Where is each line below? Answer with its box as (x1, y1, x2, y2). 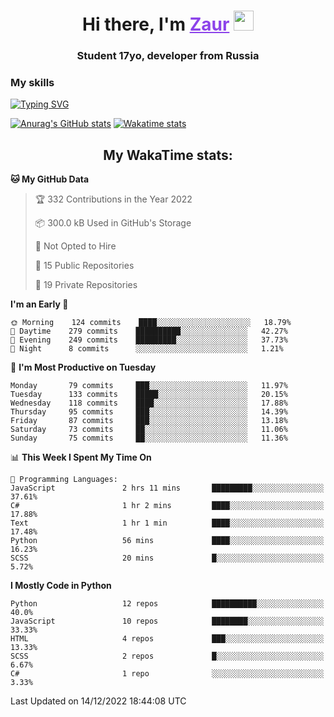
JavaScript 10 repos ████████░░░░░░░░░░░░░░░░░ (10, 616, 325, 627)
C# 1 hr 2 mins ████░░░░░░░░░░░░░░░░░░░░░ (10, 501, 325, 511)
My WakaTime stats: (103, 146, 233, 164)
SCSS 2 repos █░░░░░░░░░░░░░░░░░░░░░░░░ (10, 651, 325, 662)
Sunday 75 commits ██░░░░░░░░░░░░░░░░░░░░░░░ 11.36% (10, 433, 288, 444)
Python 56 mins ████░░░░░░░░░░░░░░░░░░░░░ (10, 536, 325, 546)
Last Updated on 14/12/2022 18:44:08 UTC (10, 695, 187, 707)
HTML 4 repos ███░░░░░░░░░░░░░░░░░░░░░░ (10, 634, 325, 644)
